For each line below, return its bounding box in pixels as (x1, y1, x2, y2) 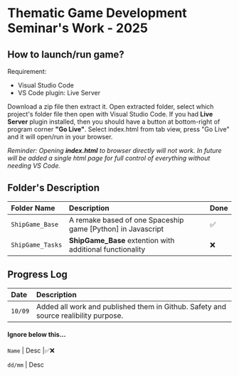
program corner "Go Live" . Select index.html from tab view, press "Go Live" (7, 125, 230, 133)
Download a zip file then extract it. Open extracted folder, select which (7, 102, 214, 111)
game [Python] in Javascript (68, 224, 164, 234)
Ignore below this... (7, 331, 66, 339)
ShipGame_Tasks (11, 240, 63, 249)
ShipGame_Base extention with (68, 235, 175, 245)
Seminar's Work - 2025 (7, 20, 148, 36)
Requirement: (7, 68, 47, 75)
